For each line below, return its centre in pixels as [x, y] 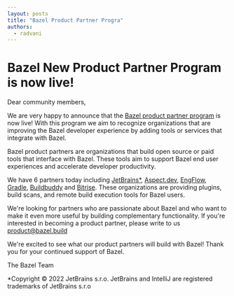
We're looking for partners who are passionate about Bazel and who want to [117, 209]
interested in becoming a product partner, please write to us [94, 223]
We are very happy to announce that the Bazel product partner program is [114, 115]
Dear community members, [47, 102]
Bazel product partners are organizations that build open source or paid [111, 152]
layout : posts [28, 14]
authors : [20, 27]
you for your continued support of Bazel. [66, 252]
